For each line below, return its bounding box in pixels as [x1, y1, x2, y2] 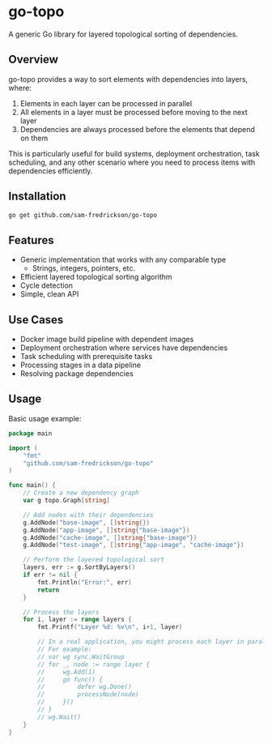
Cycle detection [19, 280, 74, 290]
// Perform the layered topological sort [23, 556, 164, 564]
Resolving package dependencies [19, 369, 134, 378]
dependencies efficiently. [8, 165, 93, 176]
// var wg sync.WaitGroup [37, 652, 125, 661]
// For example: [37, 645, 92, 653]
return [37, 586, 60, 594]
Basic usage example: [8, 413, 82, 423]
